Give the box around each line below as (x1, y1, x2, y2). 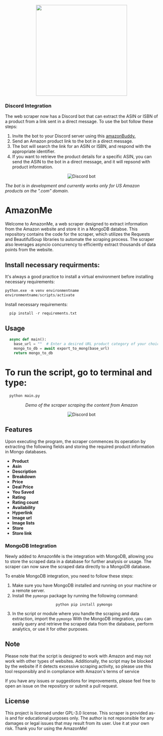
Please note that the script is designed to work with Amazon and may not (5, 653, 151, 659)
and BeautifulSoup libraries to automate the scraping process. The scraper (5, 237, 154, 242)
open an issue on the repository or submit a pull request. (5, 683, 118, 688)
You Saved (12, 489, 34, 495)
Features (5, 426, 33, 434)
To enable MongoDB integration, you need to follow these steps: (5, 573, 133, 579)
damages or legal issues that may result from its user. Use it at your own (5, 720, 149, 726)
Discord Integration (5, 102, 52, 109)
